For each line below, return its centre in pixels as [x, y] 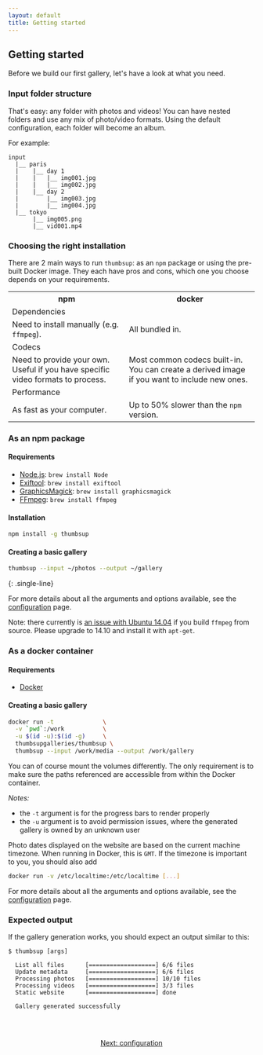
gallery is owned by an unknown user [80, 830]
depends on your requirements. [59, 279]
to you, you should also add [53, 862]
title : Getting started [47, 23]
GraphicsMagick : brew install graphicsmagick [95, 491]
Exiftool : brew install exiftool [70, 483]
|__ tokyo [31, 212]
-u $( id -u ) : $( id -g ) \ [61, 736]
